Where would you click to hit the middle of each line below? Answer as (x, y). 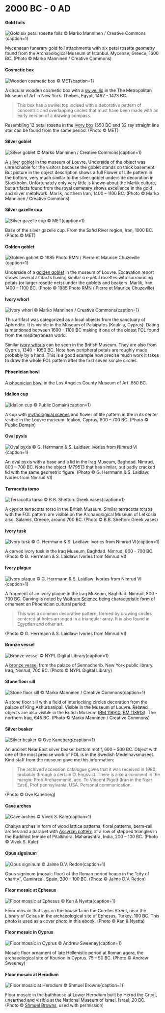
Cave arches (18, 806)
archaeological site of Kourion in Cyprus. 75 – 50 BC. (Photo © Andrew (77, 958)
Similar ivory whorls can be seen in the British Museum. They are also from (81, 345)
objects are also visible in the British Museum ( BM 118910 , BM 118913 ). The (81, 713)
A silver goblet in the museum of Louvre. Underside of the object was (75, 162)
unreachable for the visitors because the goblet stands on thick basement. (80, 167)
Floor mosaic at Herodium (32, 974)
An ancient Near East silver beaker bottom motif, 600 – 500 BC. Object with (82, 750)
